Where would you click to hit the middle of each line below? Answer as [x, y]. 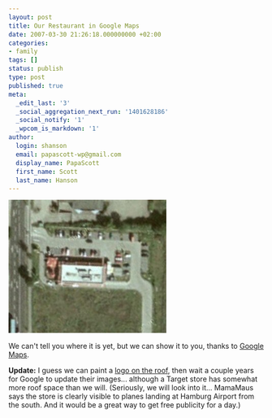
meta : [17, 94]
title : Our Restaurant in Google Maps [74, 26]
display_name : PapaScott [58, 163]
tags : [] [23, 60]
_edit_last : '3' [43, 103]
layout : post [30, 17]
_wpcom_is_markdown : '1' [58, 129]
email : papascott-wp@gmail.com [69, 155]
